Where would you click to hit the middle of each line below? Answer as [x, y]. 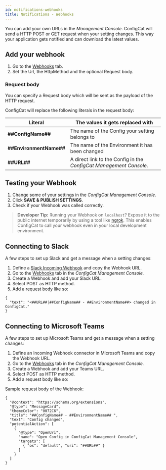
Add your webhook [35, 54]
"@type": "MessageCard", [35, 407]
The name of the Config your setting [112, 131]
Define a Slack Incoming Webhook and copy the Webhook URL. [77, 268]
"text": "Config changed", [37, 420]
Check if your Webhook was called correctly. [58, 206]
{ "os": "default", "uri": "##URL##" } [64, 446]
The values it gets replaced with [114, 122]
